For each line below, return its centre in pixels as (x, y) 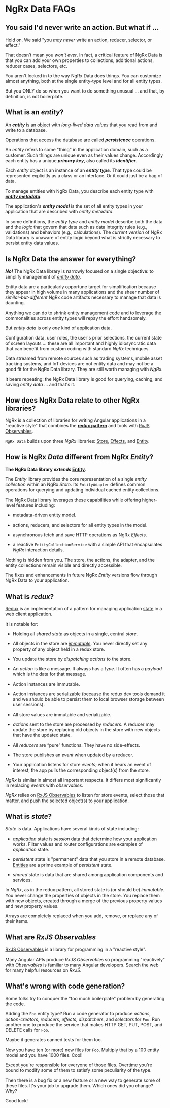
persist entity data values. (32, 243)
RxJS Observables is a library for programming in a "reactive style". (76, 949)
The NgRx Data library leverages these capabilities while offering (73, 500)
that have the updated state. (42, 735)
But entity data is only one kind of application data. (59, 328)
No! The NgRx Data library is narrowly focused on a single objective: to (79, 271)
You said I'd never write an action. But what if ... (82, 28)
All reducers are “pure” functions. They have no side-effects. (76, 745)
